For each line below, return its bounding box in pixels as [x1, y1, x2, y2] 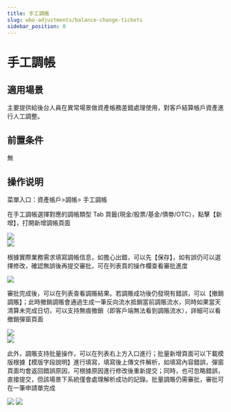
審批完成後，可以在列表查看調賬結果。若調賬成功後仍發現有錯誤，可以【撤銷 [7, 290, 224, 297]
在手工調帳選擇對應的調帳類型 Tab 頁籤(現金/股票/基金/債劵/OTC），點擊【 [7, 210, 217, 218]
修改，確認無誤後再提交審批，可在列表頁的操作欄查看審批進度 [12, 262, 188, 270]
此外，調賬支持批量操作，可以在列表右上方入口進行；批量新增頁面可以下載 [7, 349, 218, 358]
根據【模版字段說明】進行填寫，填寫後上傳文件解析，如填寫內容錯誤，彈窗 [12, 358, 224, 366]
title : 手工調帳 [7, 10, 49, 17]
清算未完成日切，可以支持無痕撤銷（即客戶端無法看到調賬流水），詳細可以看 [7, 307, 221, 314]
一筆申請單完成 [12, 384, 56, 392]
